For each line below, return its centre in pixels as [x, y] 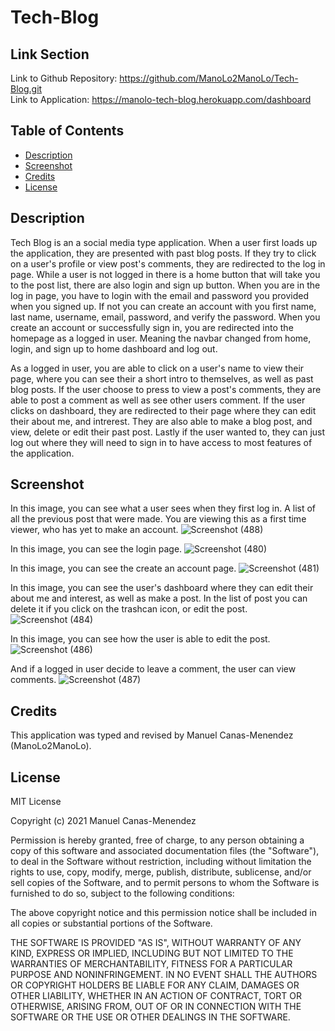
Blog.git [26, 89]
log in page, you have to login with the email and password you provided [160, 295]
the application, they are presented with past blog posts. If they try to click [163, 253]
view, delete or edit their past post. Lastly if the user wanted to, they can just [168, 432]
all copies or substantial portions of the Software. [111, 923]
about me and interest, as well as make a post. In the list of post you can [159, 598]
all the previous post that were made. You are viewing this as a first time [158, 519]
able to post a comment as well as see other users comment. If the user [158, 400]
